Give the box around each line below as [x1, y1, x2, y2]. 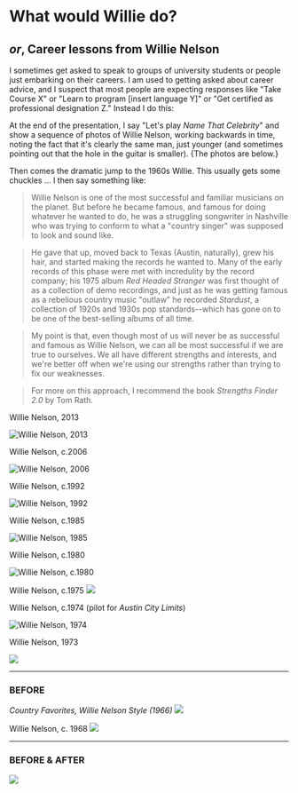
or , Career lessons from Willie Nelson [9, 42, 220, 57]
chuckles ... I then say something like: [9, 175, 146, 186]
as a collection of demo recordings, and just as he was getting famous [30, 285, 288, 295]
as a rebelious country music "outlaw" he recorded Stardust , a [30, 295, 260, 305]
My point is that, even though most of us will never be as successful [30, 330, 280, 341]
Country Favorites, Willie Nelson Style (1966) [9, 705, 173, 716]
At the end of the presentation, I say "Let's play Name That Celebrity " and [9, 120, 279, 131]
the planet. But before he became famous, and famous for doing [30, 202, 266, 212]
